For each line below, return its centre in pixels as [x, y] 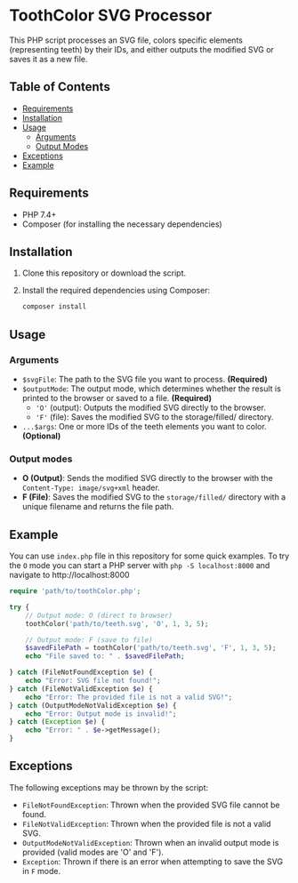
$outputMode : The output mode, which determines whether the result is [152, 389]
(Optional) [41, 436]
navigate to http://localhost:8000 [70, 575]
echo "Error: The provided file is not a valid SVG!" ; [129, 697]
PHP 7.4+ [39, 214]
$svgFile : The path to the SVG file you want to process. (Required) [145, 379]
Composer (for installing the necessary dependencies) [122, 224]
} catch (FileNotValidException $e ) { [81, 689]
